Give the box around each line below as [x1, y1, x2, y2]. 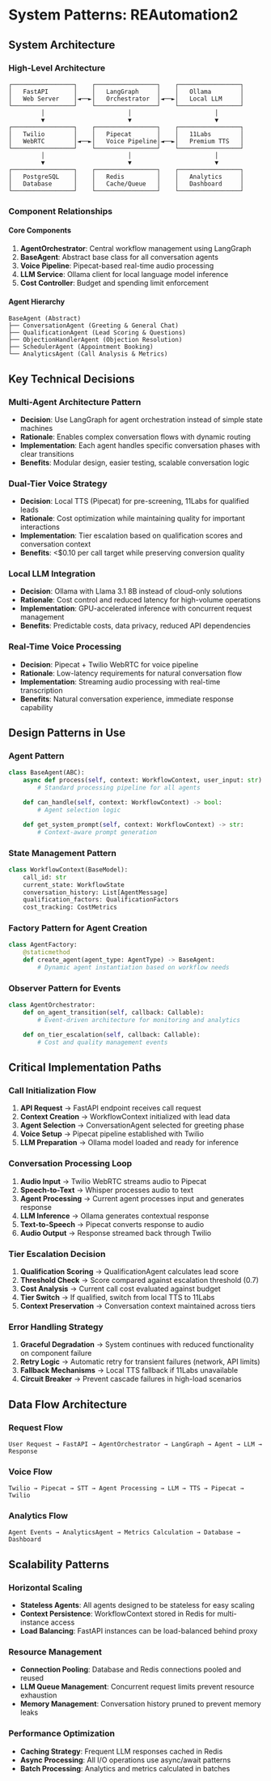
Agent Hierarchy [8, 296, 66, 306]
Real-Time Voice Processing [8, 641, 122, 653]
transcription [19, 685, 63, 695]
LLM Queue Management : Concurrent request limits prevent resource [19, 1682, 255, 1692]
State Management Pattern [8, 847, 117, 859]
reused [19, 1673, 44, 1683]
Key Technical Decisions [8, 372, 135, 386]
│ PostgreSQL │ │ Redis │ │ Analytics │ [8, 173, 244, 181]
